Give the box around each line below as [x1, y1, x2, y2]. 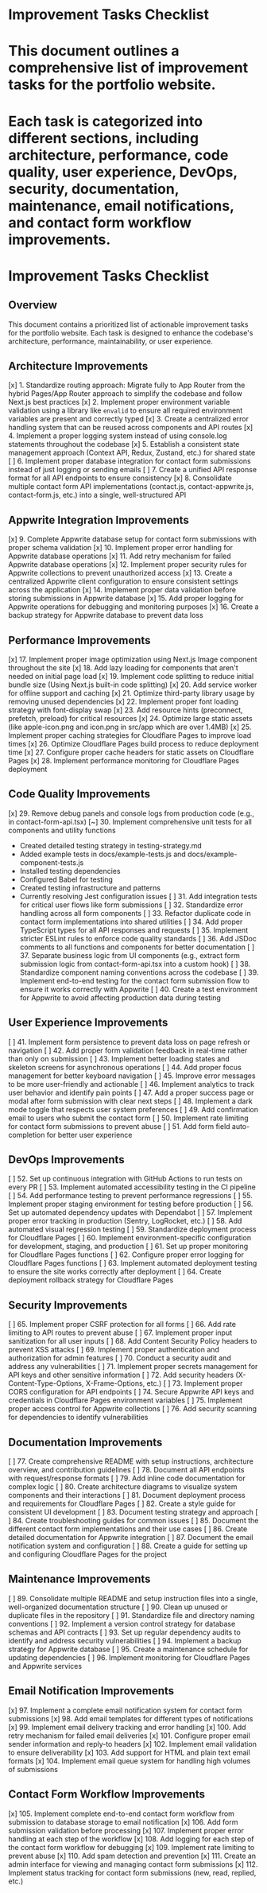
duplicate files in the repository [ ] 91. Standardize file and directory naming [8, 1610, 255, 1620]
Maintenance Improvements [8, 1573, 151, 1586]
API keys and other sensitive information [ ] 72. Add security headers [8, 1370, 234, 1380]
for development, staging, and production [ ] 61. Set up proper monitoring [8, 1242, 249, 1251]
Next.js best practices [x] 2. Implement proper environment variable [8, 398, 230, 407]
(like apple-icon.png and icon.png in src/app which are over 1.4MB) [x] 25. [8, 722, 252, 731]
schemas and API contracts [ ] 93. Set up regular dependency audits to [8, 1627, 241, 1637]
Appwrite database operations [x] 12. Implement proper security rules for [8, 560, 248, 569]
